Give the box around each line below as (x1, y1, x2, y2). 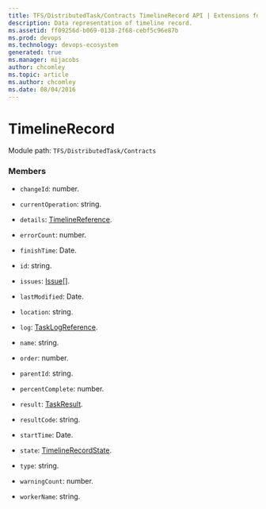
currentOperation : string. (19, 199, 101, 209)
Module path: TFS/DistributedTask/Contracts (8, 146, 157, 156)
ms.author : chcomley (8, 78, 77, 86)
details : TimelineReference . (19, 214, 112, 224)
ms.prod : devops (8, 33, 62, 42)
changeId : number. (19, 183, 80, 193)
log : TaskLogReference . (19, 322, 98, 332)
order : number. (19, 353, 69, 362)
